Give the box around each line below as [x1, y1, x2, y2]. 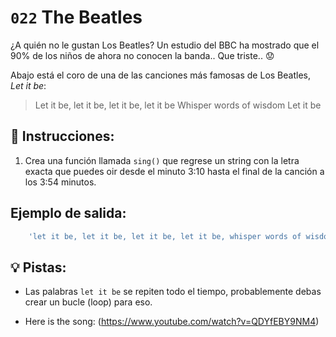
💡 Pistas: [10, 259, 67, 276]
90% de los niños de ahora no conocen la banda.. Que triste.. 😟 [10, 49, 275, 61]
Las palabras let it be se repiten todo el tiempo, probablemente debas [24, 286, 322, 298]
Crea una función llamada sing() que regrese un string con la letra [24, 154, 300, 166]
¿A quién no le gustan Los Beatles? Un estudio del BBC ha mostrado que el [10, 39, 320, 51]
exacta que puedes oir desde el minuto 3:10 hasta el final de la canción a [24, 165, 325, 177]
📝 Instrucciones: [10, 128, 115, 145]
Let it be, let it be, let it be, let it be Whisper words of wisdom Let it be [34, 99, 322, 111]
